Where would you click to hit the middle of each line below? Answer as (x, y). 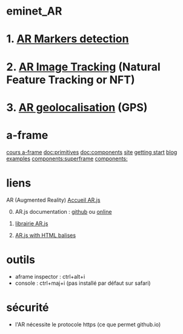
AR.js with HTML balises (45, 235)
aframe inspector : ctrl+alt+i (50, 276)
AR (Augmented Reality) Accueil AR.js (53, 200)
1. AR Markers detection (68, 39)
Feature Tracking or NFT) (71, 80)
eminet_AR (34, 11)
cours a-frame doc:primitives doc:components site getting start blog (92, 152)
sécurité (28, 307)
